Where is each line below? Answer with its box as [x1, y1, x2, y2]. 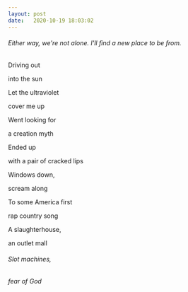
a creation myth [8, 129, 54, 138]
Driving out [8, 61, 41, 69]
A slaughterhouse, [8, 225, 62, 233]
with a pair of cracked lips [8, 156, 84, 165]
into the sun [8, 74, 43, 83]
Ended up [8, 143, 36, 151]
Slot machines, [8, 255, 52, 264]
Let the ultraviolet [8, 88, 59, 96]
